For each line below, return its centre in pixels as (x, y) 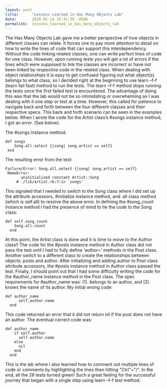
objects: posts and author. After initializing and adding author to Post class (82, 261)
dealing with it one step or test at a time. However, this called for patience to (83, 102)
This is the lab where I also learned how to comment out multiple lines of (80, 365)
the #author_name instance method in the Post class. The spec (70, 277)
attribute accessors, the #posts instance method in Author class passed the (83, 266)
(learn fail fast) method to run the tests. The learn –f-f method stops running (83, 86)
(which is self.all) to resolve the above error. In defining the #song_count (79, 202)
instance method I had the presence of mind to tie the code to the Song (79, 207)
